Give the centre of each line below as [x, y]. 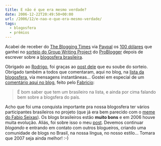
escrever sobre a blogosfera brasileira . [44, 57]
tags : [11, 23]
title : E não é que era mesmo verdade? [46, 10]
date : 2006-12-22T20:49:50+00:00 [39, 14]
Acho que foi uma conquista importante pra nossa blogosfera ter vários [77, 107]
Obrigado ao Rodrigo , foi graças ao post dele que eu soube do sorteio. [77, 67]
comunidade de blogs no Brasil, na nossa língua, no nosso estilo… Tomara [80, 133]
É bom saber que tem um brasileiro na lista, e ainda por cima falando [86, 92]
